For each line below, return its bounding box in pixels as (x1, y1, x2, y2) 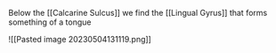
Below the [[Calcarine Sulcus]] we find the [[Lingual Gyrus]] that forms (8, 8, 268, 18)
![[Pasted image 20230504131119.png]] (8, 34, 152, 44)
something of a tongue (8, 17, 92, 27)
